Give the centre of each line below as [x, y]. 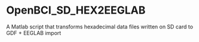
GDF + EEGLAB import [34, 33]
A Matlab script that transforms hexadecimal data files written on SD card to [99, 27]
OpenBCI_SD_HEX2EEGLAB [76, 10]
